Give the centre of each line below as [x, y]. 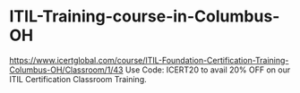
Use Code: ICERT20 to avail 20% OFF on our [208, 70]
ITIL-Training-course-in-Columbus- [145, 17]
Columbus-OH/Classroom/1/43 [66, 70]
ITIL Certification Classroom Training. [78, 79]
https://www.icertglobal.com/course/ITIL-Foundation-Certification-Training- [149, 60]
